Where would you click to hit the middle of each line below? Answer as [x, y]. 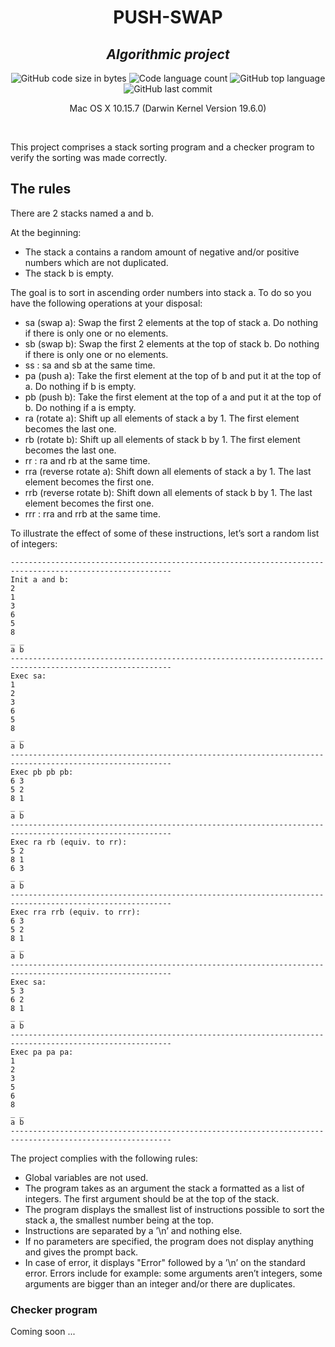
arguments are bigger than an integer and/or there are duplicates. [160, 1283]
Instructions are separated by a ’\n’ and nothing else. [133, 1230]
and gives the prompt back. [81, 1252]
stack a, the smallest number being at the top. [119, 1220]
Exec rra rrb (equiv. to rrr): [75, 912]
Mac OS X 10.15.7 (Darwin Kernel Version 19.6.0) [168, 108]
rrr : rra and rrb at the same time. [93, 513]
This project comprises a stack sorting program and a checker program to [162, 147]
